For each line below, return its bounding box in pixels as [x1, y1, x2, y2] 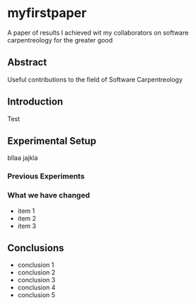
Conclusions [7, 242, 64, 254]
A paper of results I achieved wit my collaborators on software [7, 28, 189, 37]
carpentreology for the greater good [7, 35, 113, 44]
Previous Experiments [7, 171, 85, 181]
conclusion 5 [17, 291, 55, 299]
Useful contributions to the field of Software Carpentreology [7, 75, 183, 84]
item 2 [17, 214, 37, 222]
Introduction [7, 96, 64, 108]
